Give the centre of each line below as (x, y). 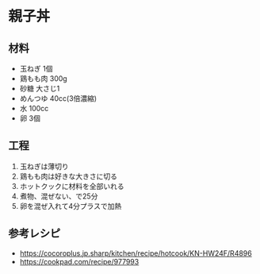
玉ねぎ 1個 (36, 69)
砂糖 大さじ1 (40, 89)
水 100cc (34, 108)
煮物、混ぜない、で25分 (59, 196)
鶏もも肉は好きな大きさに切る (68, 176)
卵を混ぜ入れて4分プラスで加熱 (71, 206)
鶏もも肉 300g (43, 79)
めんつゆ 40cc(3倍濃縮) (58, 98)
